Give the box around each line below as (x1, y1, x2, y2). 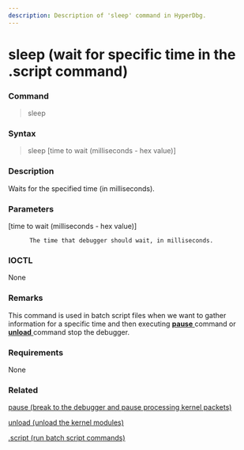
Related (8, 384, 39, 396)
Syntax (8, 128, 36, 139)
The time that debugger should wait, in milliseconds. (28, 237, 214, 245)
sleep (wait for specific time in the (8, 45, 236, 63)
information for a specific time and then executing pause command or (8, 319, 236, 328)
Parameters (8, 203, 54, 214)
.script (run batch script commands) (8, 433, 126, 443)
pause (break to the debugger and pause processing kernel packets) (8, 403, 232, 412)
